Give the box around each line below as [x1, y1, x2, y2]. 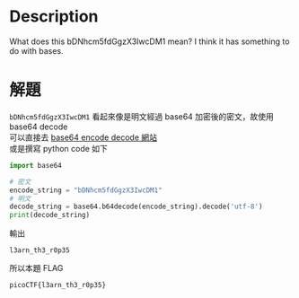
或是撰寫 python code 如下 [9, 143, 108, 153]
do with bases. [9, 45, 65, 56]
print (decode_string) [9, 211, 91, 220]
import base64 [9, 161, 63, 170]
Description [9, 6, 99, 27]
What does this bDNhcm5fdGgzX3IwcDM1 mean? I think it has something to [9, 36, 290, 47]
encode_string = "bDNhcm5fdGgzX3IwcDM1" [9, 186, 163, 195]
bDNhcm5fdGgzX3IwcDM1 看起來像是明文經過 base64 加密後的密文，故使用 [9, 110, 274, 122]
